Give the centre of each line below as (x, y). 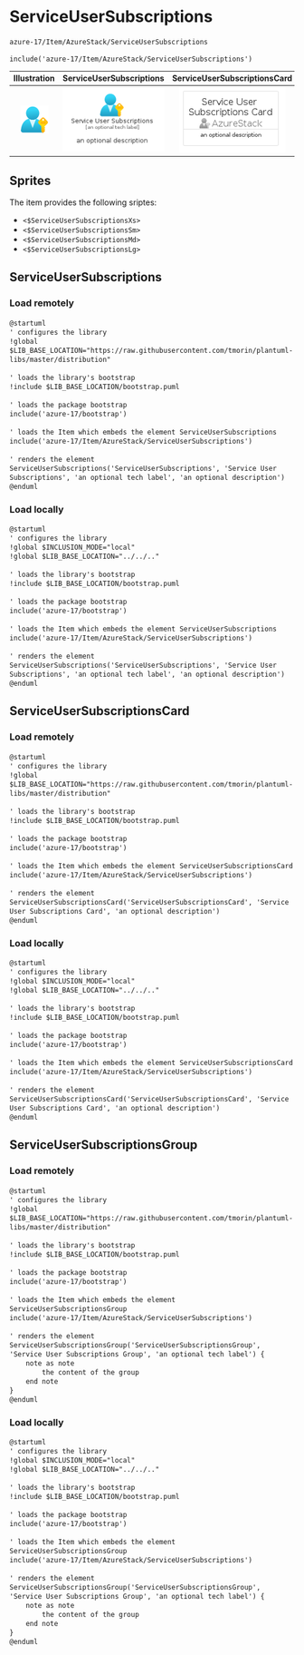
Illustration (34, 78)
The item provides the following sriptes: (83, 202)
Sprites (30, 180)
